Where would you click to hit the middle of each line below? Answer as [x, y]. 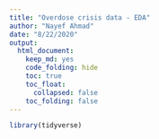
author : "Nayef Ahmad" [52, 26]
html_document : [46, 51]
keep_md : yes [50, 59]
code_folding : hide [62, 68]
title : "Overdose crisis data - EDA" [80, 17]
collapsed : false [66, 92]
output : [24, 43]
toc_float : [46, 84]
